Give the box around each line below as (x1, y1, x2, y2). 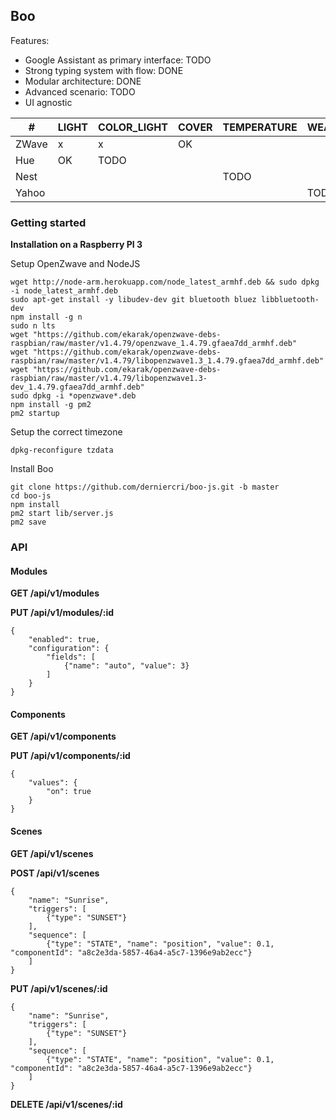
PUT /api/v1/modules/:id (10, 607, 115, 619)
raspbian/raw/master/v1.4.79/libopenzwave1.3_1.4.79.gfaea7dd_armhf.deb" (10, 356, 325, 366)
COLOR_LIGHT (97, 120, 168, 134)
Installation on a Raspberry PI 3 (10, 239, 143, 251)
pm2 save (10, 517, 47, 528)
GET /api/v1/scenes (10, 847, 94, 859)
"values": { (28, 778, 78, 788)
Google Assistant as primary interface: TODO (24, 54, 212, 66)
